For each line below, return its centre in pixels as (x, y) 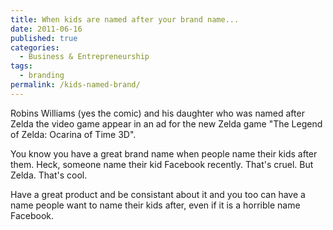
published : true (44, 38)
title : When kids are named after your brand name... (125, 19)
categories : (35, 47)
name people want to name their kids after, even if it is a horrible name (155, 205)
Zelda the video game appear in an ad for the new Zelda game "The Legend (166, 123)
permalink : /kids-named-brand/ (75, 85)
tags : (21, 66)
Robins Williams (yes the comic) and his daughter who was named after (157, 113)
